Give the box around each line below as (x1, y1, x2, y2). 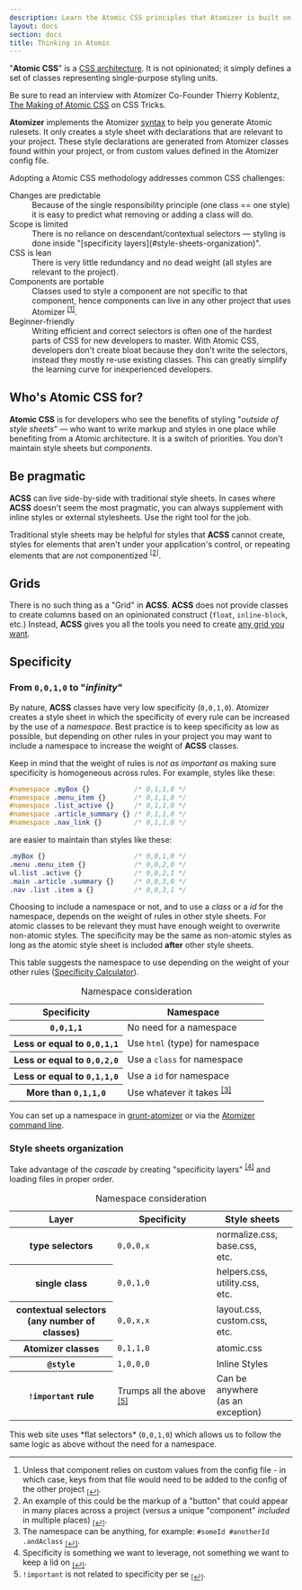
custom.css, (216, 1314, 268, 1327)
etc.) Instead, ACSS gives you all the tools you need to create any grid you (9, 619, 285, 629)
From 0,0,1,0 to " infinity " (9, 682, 123, 694)
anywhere (216, 1383, 259, 1396)
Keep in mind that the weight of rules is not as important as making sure (9, 757, 277, 768)
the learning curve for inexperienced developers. (31, 364, 213, 375)
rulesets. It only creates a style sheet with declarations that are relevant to (9, 127, 283, 138)
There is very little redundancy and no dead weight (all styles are (31, 257, 272, 268)
